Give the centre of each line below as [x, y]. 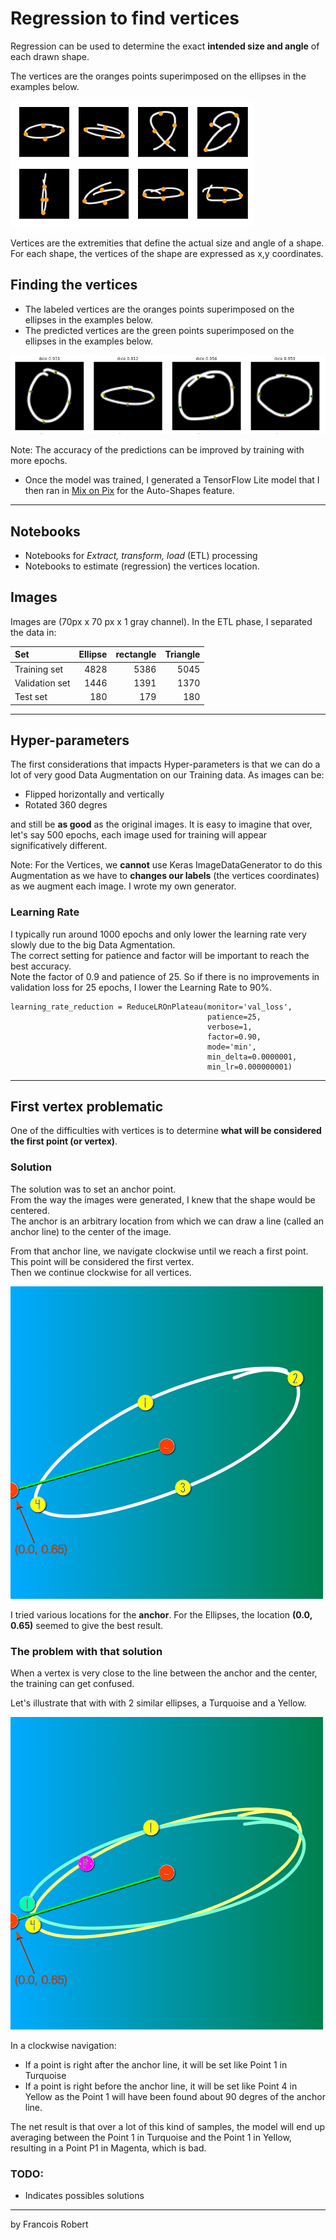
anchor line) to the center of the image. [91, 1231]
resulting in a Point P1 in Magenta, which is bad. [108, 2148]
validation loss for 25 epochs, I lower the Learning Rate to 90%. [141, 987]
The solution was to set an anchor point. [93, 1189]
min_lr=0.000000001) [250, 1067]
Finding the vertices [74, 285]
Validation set [42, 683]
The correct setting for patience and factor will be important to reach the [160, 955]
